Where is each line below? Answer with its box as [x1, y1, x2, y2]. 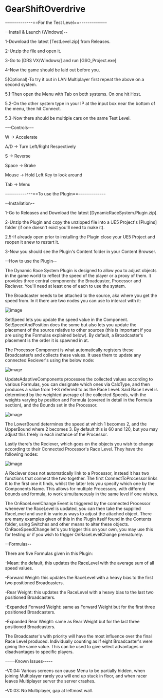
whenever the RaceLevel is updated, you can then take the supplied [5, 506, 141, 511]
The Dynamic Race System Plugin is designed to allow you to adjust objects [5, 267, 157, 273]
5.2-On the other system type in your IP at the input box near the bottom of [5, 100, 156, 106]
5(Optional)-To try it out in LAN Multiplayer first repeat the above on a [5, 76, 145, 82]
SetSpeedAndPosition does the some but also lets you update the [5, 321, 137, 328]
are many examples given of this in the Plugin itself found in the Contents [5, 516, 152, 522]
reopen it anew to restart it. [5, 239, 59, 245]
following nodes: [5, 451, 38, 457]
